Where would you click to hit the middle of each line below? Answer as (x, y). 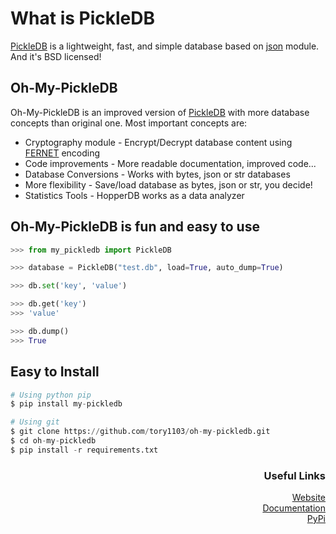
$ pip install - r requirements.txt (84, 450)
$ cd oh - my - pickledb (53, 441)
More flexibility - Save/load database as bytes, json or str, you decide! (168, 184)
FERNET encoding (62, 153)
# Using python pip (51, 395)
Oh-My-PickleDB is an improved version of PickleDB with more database (160, 112)
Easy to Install (55, 372)
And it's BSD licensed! (56, 56)
